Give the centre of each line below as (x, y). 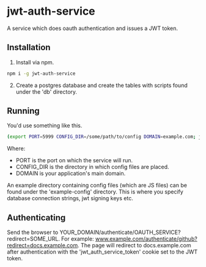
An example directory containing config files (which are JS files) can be (97, 186)
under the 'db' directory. (46, 92)
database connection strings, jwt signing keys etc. (70, 198)
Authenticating (36, 218)
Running (24, 111)
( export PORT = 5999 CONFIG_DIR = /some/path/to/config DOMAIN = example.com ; (101, 137)
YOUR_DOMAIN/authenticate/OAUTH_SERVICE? (120, 232)
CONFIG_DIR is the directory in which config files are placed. (93, 167)
